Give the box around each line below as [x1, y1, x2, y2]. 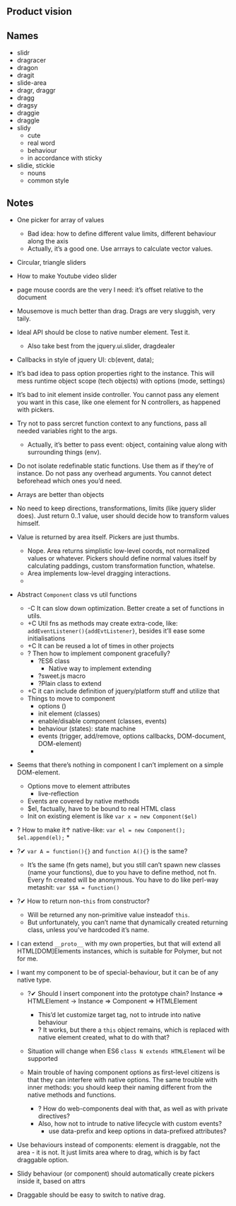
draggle [16, 116, 40, 125]
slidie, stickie [16, 161, 55, 170]
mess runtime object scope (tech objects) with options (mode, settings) [16, 377, 225, 385]
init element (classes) [37, 709, 100, 718]
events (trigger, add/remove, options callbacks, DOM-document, [37, 732, 227, 740]
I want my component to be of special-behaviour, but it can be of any [16, 968, 218, 977]
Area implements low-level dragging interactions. [27, 569, 171, 578]
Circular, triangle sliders [16, 258, 86, 267]
